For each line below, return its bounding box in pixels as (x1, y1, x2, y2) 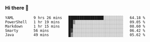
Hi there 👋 (5, 4, 29, 11)
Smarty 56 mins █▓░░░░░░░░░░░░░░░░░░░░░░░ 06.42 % (5, 28, 146, 33)
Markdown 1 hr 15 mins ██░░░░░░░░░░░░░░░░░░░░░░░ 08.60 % (5, 24, 146, 29)
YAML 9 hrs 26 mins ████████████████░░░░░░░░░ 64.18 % (5, 16, 146, 21)
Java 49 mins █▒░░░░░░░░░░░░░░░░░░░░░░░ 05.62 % (5, 33, 146, 38)
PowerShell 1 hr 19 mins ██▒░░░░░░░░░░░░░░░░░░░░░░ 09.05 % (5, 20, 146, 25)
